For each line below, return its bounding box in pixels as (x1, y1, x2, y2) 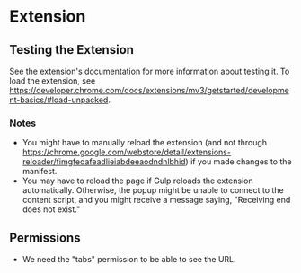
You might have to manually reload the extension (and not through (22, 137, 268, 148)
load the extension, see (9, 75, 96, 86)
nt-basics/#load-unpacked (9, 94, 109, 105)
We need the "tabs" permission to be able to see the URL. (22, 254, 236, 265)
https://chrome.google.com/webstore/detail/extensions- (22, 146, 232, 158)
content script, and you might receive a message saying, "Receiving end (22, 195, 291, 206)
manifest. (22, 166, 58, 177)
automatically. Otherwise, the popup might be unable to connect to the (22, 185, 285, 196)
